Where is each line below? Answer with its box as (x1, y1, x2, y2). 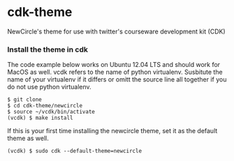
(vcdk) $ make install (7, 114, 73, 122)
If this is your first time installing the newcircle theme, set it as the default (7, 127, 218, 135)
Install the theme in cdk (7, 45, 89, 54)
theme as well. (7, 134, 49, 143)
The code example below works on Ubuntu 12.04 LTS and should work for (7, 61, 221, 69)
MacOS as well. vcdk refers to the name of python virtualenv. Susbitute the (7, 68, 223, 77)
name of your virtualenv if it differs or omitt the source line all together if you (7, 75, 227, 84)
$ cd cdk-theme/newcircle (7, 102, 82, 109)
